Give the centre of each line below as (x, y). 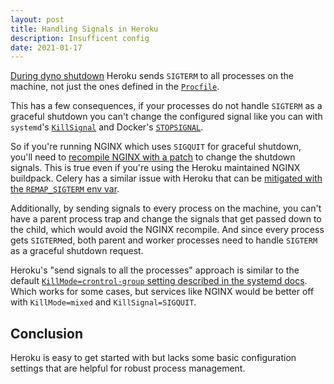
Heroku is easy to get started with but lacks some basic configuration (153, 358)
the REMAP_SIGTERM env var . (65, 189)
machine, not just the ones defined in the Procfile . (115, 87)
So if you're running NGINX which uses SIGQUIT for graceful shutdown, (156, 147)
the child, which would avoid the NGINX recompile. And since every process (167, 230)
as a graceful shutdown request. (77, 251)
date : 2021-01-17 (46, 47)
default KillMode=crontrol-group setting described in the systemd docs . (159, 281)
